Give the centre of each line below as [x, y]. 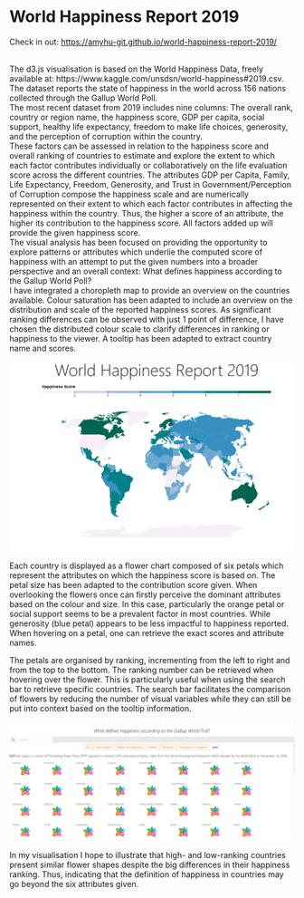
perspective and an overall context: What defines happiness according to [146, 271]
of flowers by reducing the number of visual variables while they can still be [150, 699]
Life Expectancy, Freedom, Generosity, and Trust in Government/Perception [151, 184]
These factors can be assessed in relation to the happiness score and [139, 146]
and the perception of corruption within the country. [106, 136]
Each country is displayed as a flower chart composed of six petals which [147, 565]
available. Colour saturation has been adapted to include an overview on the [151, 300]
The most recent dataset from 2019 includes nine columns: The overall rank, [152, 107]
